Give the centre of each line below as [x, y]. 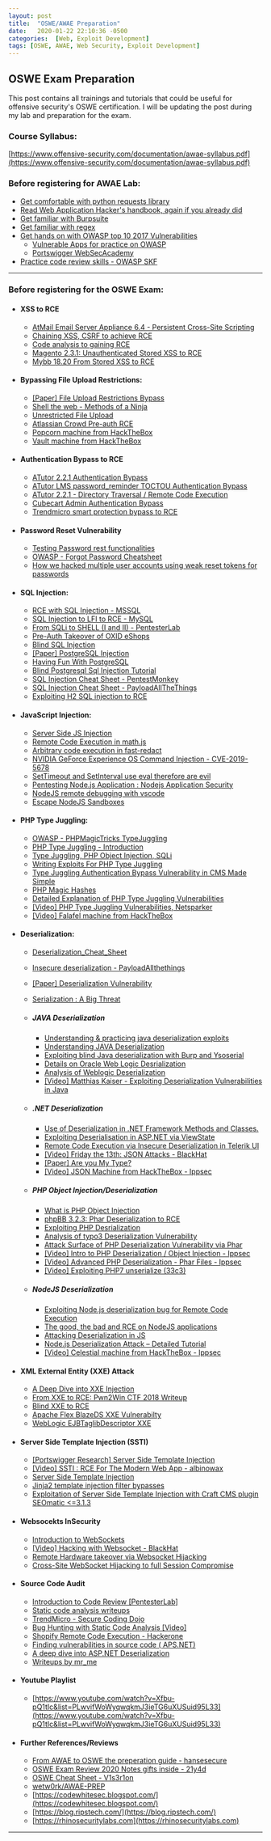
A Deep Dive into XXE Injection [83, 1389]
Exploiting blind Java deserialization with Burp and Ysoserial [144, 1056]
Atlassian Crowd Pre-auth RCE [83, 423]
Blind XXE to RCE [61, 1406]
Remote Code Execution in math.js [89, 742]
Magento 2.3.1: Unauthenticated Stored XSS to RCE [117, 353]
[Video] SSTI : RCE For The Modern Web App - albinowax [127, 1468]
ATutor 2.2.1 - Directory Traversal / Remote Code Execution [130, 495]
